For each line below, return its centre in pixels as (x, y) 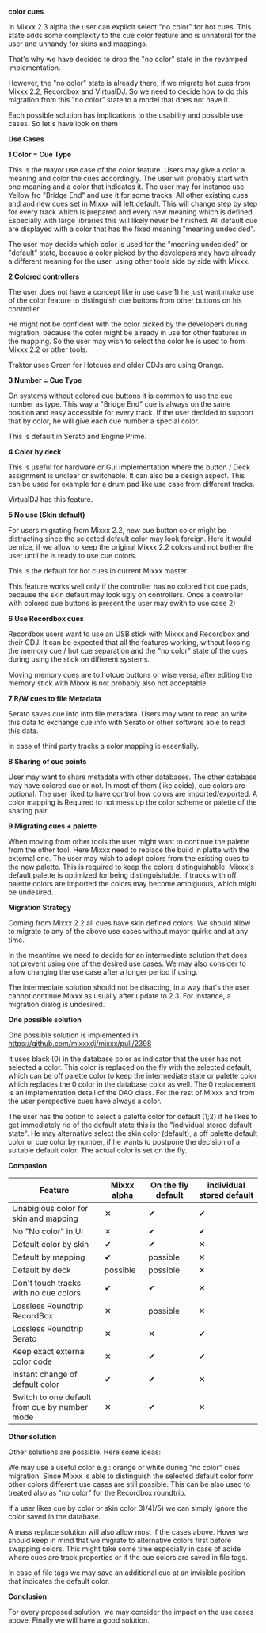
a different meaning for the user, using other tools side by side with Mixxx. (129, 261)
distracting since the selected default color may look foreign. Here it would (130, 539)
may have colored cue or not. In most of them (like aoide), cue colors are (127, 785)
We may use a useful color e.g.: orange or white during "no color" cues (124, 1467)
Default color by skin (51, 1244)
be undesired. (31, 892)
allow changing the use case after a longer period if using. (103, 972)
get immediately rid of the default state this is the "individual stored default (130, 1125)
